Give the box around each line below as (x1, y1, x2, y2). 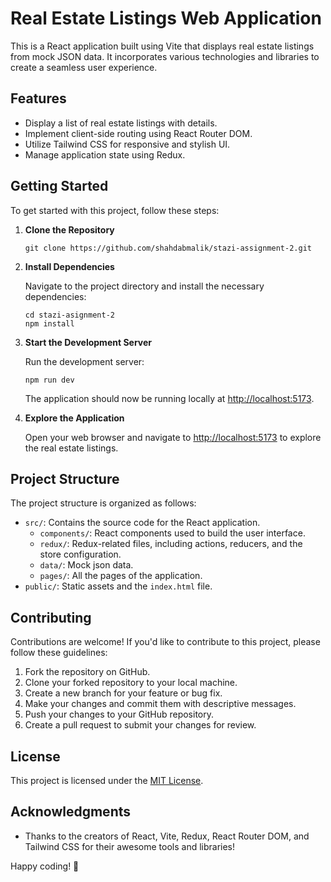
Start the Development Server (24, 336, 153, 348)
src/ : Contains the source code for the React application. (24, 517, 261, 529)
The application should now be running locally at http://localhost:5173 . (24, 392, 315, 404)
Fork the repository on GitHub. (24, 666, 151, 678)
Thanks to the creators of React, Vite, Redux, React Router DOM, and (24, 830, 310, 842)
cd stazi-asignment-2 (24, 310, 115, 320)
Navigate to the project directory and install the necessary (24, 280, 265, 292)
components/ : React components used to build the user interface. (39, 527, 306, 539)
